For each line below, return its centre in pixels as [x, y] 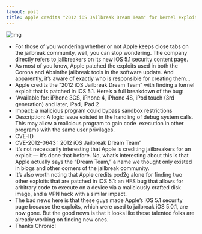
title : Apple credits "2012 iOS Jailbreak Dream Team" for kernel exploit [102, 17]
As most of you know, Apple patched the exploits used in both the [96, 65]
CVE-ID [24, 136]
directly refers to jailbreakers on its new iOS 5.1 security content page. [101, 59]
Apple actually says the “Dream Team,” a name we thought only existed [103, 162]
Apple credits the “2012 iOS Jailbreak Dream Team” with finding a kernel [105, 84]
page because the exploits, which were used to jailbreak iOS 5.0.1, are [101, 206]
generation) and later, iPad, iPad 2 [57, 104]
